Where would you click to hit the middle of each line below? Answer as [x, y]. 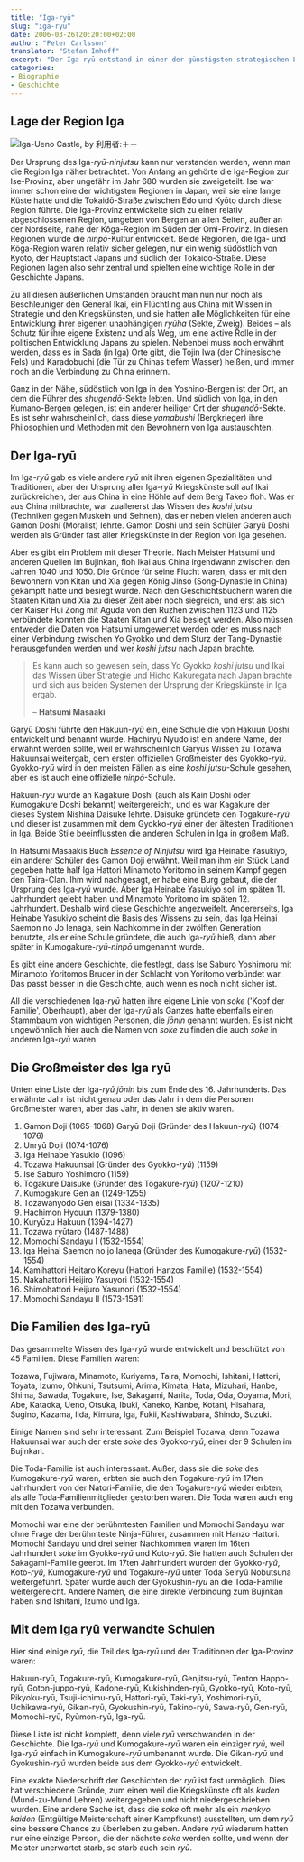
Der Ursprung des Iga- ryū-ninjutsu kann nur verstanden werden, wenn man [151, 162]
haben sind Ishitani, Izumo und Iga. [75, 1601]
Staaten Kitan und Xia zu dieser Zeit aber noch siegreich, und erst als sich [147, 600]
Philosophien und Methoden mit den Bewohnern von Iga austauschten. [142, 427]
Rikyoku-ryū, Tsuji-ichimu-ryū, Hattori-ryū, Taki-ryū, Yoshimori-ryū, [136, 1697]
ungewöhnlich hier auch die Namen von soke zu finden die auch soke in [144, 1030]
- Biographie [35, 77]
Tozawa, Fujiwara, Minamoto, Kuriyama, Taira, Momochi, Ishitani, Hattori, [145, 1376]
